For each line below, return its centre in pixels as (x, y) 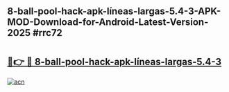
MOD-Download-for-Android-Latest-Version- (108, 22)
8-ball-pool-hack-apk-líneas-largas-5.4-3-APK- (114, 11)
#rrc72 (47, 33)
